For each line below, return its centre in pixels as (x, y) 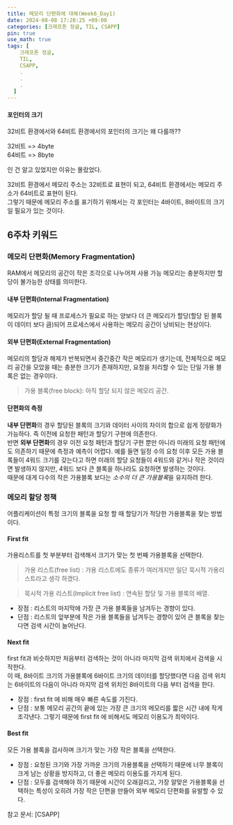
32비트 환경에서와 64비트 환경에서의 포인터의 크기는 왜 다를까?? (94, 131)
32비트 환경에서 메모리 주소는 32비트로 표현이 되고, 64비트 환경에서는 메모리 (111, 185)
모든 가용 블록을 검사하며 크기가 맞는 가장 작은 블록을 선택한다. (91, 750)
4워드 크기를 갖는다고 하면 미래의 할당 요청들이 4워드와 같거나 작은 (116, 460)
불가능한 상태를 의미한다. (54, 282)
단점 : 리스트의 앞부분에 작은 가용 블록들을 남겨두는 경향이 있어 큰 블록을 (114, 617)
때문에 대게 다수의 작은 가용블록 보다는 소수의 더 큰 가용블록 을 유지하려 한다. (110, 477)
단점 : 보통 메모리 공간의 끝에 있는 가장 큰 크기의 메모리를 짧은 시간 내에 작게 (120, 708)
